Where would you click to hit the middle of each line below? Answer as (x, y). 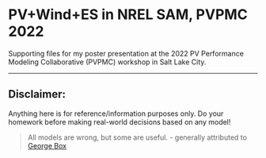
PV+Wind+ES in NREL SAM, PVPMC (128, 15)
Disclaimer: (37, 94)
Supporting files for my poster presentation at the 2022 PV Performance (126, 53)
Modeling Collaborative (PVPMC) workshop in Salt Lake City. (107, 62)
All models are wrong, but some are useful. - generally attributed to (137, 137)
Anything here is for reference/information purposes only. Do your (116, 114)
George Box (47, 145)
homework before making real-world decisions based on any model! (120, 121)
